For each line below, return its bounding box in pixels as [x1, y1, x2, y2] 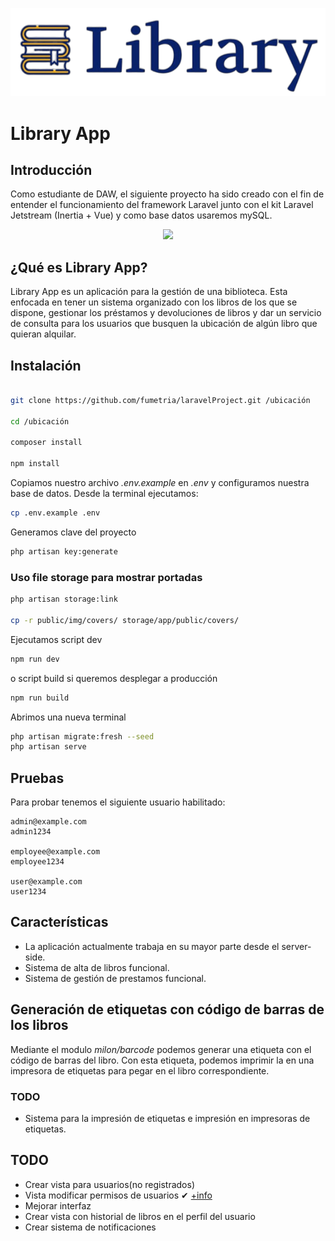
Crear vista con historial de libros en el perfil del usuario [24, 1210, 256, 1222]
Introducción [10, 162, 93, 179]
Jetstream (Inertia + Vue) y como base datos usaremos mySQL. [10, 209, 273, 222]
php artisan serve [10, 742, 87, 752]
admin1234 [10, 827, 52, 837]
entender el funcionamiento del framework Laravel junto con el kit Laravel [10, 199, 314, 211]
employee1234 [10, 857, 65, 867]
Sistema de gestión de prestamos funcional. [24, 972, 207, 984]
